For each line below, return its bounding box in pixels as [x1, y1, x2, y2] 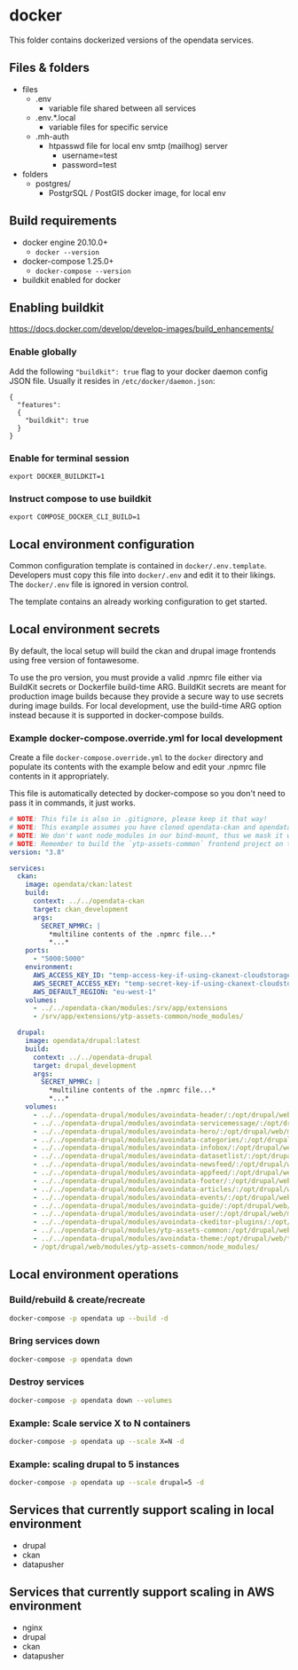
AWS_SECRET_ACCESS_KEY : [32, 979, 122, 988]
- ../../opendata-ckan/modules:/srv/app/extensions [32, 1004, 228, 1013]
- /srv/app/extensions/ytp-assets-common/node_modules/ [32, 1012, 244, 1021]
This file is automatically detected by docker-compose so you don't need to [9, 788, 286, 799]
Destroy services [9, 1376, 85, 1388]
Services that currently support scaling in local [9, 1502, 275, 1517]
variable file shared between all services [48, 103, 197, 114]
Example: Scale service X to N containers [9, 1416, 191, 1429]
